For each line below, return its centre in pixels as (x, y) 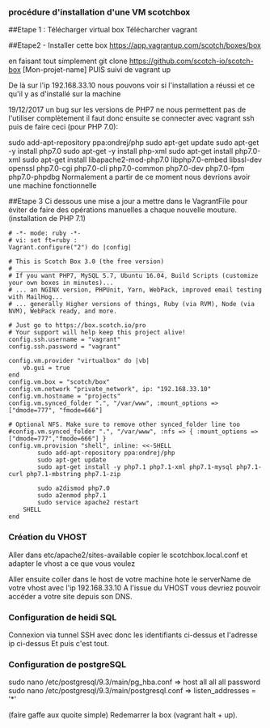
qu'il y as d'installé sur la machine (65, 94)
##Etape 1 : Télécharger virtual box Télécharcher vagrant (103, 30)
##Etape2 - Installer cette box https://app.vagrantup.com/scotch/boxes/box (135, 45)
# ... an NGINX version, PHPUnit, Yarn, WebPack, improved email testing (135, 290)
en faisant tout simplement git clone (68, 61)
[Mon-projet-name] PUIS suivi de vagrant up (97, 70)
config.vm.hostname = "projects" (65, 396)
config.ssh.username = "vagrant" (65, 340)
